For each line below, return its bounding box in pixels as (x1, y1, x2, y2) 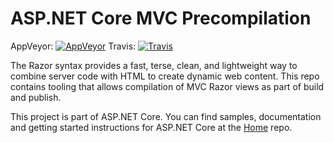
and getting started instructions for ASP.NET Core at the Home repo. (10, 121, 293, 133)
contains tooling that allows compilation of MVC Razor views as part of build (10, 80, 325, 92)
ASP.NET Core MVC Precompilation (10, 7, 312, 30)
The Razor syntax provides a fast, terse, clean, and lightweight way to (10, 59, 298, 71)
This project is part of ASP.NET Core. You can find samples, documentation (10, 110, 322, 122)
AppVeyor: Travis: (10, 40, 137, 52)
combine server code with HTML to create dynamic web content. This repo (10, 70, 320, 82)
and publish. (10, 91, 62, 103)
